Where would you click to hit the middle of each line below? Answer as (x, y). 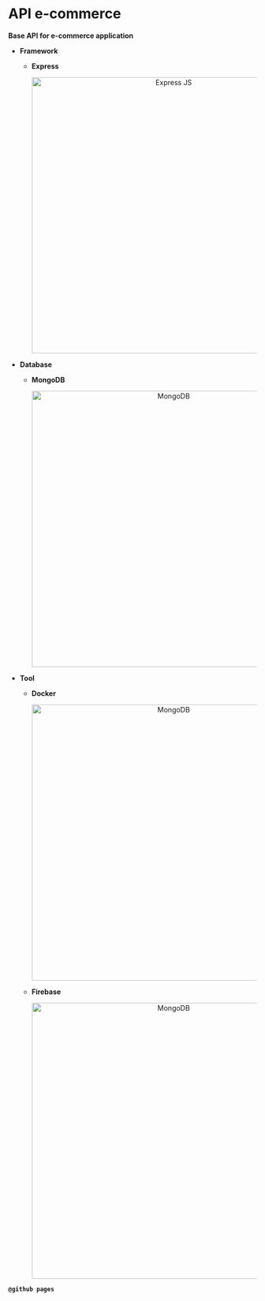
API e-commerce (65, 14)
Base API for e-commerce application (71, 36)
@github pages (32, 1289)
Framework (39, 50)
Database (36, 365)
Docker (44, 693)
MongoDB (48, 379)
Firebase (46, 992)
